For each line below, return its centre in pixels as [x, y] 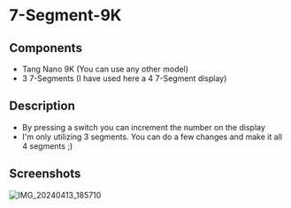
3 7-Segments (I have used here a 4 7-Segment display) [124, 78]
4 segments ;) [47, 145]
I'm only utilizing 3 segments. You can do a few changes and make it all [152, 137]
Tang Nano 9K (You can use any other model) [105, 69]
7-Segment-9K [65, 15]
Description [42, 106]
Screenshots [45, 174]
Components [46, 48]
